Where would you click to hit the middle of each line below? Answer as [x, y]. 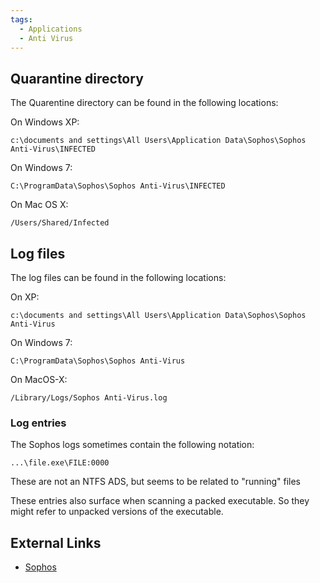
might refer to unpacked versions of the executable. [117, 512]
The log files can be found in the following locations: [118, 277]
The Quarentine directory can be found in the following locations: [144, 103]
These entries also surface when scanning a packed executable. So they [160, 501]
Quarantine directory [77, 78]
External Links [56, 542]
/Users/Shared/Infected [60, 223]
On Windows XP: [45, 122]
